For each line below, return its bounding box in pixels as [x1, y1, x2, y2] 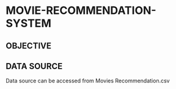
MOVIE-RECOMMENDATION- [5, 4, 156, 18]
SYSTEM [5, 16, 51, 30]
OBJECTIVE [5, 41, 51, 51]
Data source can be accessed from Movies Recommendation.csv [5, 77, 170, 85]
